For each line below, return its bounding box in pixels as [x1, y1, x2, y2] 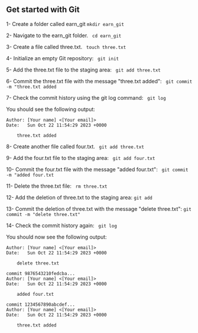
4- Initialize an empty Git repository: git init [6, 54, 119, 61]
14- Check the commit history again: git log [6, 221, 117, 229]
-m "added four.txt [6, 172, 54, 178]
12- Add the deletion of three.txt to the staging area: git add [6, 194, 152, 201]
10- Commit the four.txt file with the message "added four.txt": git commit [6, 165, 189, 173]
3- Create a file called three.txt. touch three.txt [6, 43, 126, 50]
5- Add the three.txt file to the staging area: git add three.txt [6, 66, 161, 73]
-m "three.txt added [6, 84, 57, 90]
